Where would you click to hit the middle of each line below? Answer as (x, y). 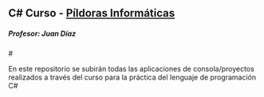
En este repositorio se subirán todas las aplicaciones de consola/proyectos (132, 69)
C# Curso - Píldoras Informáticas (92, 13)
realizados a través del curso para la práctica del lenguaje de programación (132, 77)
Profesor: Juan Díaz (42, 33)
